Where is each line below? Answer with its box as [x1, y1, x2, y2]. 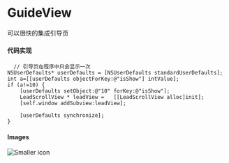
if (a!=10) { [7, 81, 45, 88]
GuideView [7, 5, 72, 21]
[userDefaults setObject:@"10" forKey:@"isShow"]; [20, 88, 170, 95]
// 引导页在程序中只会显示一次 [13, 63, 91, 70]
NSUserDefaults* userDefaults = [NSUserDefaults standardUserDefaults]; [7, 70, 223, 77]
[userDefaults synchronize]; [20, 112, 105, 119]
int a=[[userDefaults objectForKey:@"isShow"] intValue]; [7, 75, 179, 83]
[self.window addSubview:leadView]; [20, 100, 127, 107]
